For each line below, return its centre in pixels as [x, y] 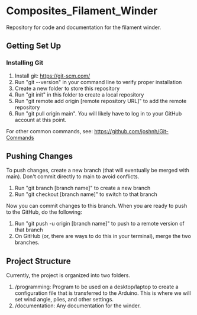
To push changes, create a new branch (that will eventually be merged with [98, 171]
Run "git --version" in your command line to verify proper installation [98, 82]
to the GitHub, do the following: [44, 212]
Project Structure [38, 261]
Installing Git [25, 63]
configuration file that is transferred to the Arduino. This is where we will [103, 293]
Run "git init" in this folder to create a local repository [79, 94]
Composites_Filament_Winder [82, 11]
